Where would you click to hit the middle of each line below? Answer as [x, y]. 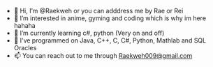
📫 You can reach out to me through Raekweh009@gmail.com [103, 55]
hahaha [25, 25]
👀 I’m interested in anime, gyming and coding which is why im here [110, 18]
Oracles [25, 48]
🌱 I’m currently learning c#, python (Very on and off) [89, 33]
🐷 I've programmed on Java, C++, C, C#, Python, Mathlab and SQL [110, 40]
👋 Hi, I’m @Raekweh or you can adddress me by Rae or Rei [98, 11]
